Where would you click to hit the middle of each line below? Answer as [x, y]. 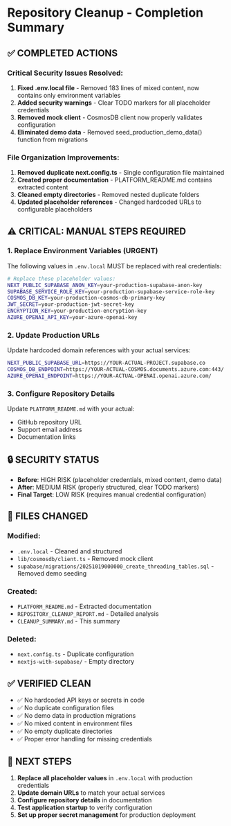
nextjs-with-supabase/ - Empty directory [76, 662]
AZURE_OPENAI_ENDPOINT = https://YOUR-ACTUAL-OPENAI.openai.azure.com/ [110, 376]
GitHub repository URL [49, 422]
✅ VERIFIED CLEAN [49, 683]
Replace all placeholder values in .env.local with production [105, 777]
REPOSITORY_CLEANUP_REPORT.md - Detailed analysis [88, 614]
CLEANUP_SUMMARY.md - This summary [68, 621]
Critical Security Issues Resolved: [65, 73]
